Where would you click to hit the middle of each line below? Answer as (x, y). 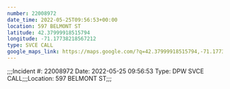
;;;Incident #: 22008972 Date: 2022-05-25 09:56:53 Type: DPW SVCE (105, 71)
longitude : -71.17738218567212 (52, 39)
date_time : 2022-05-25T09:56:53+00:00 (62, 20)
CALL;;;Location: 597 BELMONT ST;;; (60, 78)
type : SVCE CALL (30, 45)
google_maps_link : (33, 52)
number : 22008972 (32, 13)
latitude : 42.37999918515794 (49, 33)
